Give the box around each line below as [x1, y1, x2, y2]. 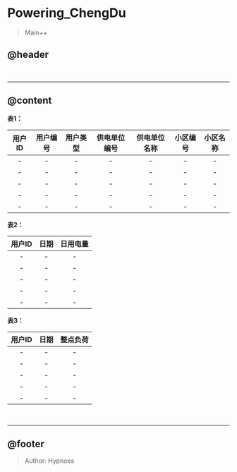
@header [7, 49, 49, 61]
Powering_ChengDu [7, 5, 126, 21]
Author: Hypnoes [24, 456, 75, 465]
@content [7, 95, 52, 107]
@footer [7, 437, 44, 449]
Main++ [24, 28, 48, 37]
